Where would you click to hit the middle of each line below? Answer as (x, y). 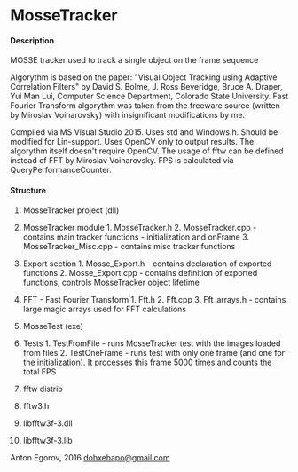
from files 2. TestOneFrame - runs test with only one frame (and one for (154, 352)
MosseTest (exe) (53, 326)
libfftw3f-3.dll (48, 423)
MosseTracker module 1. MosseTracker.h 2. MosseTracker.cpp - (140, 227)
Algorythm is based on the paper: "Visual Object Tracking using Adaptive (144, 77)
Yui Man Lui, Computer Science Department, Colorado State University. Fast (149, 96)
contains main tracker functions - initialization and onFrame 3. (136, 237)
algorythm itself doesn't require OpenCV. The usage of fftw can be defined (147, 151)
